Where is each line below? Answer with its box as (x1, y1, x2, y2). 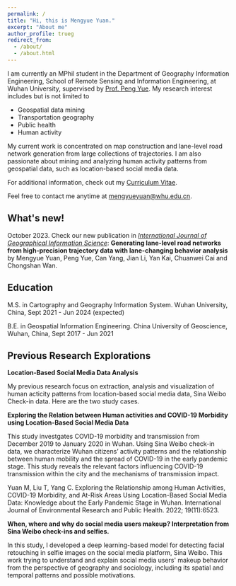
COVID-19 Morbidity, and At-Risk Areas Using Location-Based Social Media (7, 491, 228, 500)
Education (7, 282, 54, 294)
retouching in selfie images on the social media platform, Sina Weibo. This (7, 548, 223, 557)
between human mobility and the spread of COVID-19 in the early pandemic (7, 454, 228, 464)
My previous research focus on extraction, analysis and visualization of (7, 382, 215, 391)
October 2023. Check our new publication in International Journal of (7, 231, 207, 239)
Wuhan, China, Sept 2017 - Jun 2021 (7, 329, 114, 338)
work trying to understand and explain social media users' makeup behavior (7, 556, 228, 565)
